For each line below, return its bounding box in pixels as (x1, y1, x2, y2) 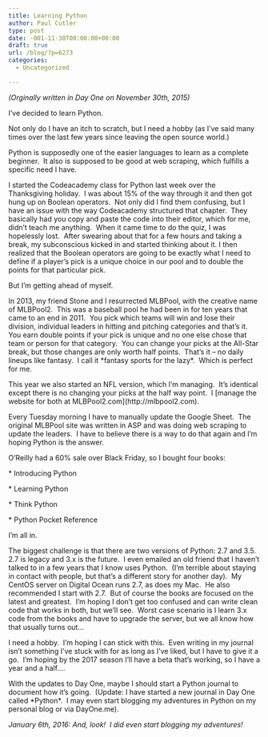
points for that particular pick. (8, 265, 106, 274)
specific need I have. (8, 165, 78, 174)
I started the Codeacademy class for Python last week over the (8, 180, 216, 189)
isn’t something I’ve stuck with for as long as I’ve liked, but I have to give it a (8, 646, 258, 655)
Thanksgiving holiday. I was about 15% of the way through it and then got (8, 189, 253, 198)
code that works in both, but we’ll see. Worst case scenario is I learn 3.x (8, 605, 247, 615)
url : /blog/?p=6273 (8, 49, 74, 57)
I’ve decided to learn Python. (8, 108, 104, 118)
